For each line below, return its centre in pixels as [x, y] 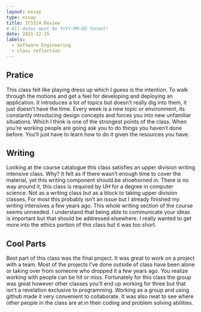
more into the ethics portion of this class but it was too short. [82, 225]
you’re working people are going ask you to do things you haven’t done [94, 128]
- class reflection [36, 51]
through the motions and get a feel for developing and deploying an [89, 96]
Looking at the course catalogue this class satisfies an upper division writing [101, 167]
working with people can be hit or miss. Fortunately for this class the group [99, 277]
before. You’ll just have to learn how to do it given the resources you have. [98, 134]
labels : [16, 40]
